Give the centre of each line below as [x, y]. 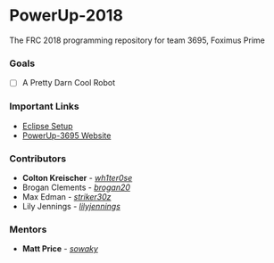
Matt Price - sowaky [60, 249]
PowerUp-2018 [66, 16]
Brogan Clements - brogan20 [76, 187]
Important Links [44, 106]
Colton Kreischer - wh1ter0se [77, 177]
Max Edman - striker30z [66, 196]
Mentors [28, 229]
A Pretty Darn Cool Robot [69, 83]
